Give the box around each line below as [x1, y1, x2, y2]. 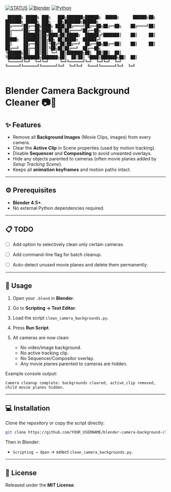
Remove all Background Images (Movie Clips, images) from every [12, 134, 151, 140]
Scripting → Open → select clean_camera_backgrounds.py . [12, 449, 133, 455]
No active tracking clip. [20, 349, 69, 356]
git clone [5, 430, 26, 435]
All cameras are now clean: [12, 334, 70, 341]
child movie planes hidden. [5, 385, 65, 390]
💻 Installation [5, 404, 50, 413]
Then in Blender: [5, 439, 40, 445]
